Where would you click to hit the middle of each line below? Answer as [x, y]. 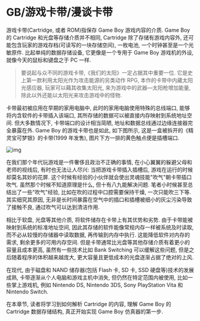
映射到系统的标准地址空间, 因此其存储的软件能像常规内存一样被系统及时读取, [100, 227]
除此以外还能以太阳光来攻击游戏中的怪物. [71, 95]
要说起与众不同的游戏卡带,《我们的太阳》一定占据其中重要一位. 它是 [104, 72]
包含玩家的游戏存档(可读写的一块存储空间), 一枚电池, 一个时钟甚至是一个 [100, 45]
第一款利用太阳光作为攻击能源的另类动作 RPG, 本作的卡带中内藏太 [107, 80]
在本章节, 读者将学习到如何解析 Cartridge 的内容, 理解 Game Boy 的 [89, 304]
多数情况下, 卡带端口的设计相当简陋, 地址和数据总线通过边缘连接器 [106, 123]
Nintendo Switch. [27, 292]
